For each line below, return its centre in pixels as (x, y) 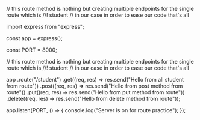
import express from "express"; (45, 27)
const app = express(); (35, 38)
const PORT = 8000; (32, 50)
